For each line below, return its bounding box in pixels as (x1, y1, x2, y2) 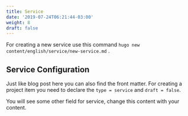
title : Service (6, 8, 44, 15)
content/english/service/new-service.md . (6, 48, 111, 55)
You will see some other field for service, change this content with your (6, 98, 180, 105)
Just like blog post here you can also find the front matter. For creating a (6, 80, 182, 87)
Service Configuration (6, 64, 90, 74)
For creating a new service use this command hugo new (6, 41, 140, 48)
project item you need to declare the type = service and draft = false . (6, 87, 181, 94)
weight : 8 (6, 19, 31, 25)
